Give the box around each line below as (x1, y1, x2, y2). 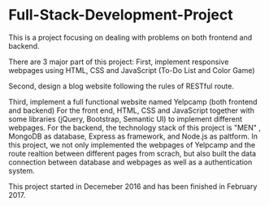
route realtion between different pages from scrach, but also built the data (8, 148, 257, 158)
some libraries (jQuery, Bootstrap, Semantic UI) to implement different (8, 114, 242, 123)
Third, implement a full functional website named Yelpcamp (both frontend (8, 97, 258, 106)
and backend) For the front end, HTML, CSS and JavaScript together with (8, 105, 254, 115)
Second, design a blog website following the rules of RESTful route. (8, 81, 234, 91)
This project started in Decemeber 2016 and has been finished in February (8, 181, 258, 191)
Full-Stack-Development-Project (8, 6, 233, 24)
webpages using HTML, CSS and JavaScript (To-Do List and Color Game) (8, 65, 255, 75)
